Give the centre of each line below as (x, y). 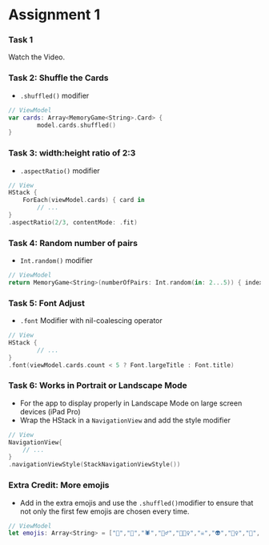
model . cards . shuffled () (76, 125)
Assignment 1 (54, 15)
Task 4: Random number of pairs (73, 243)
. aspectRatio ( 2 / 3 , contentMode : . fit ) (73, 222)
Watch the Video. (37, 57)
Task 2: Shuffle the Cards (59, 78)
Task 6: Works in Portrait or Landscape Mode (98, 386)
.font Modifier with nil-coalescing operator (91, 321)
